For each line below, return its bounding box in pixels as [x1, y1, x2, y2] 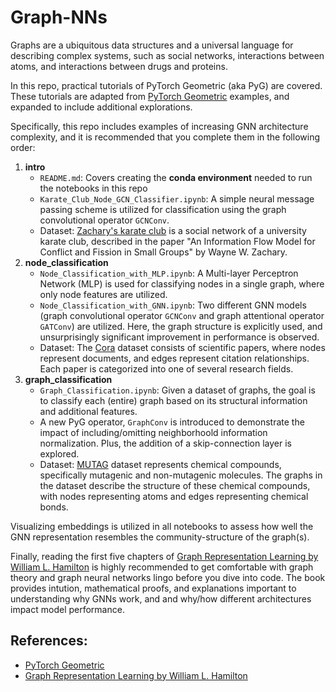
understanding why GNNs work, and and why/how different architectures [10, 592, 312, 605]
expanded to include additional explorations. [10, 101, 193, 113]
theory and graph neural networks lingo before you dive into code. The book [10, 571, 326, 583]
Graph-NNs [10, 6, 108, 29]
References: [10, 632, 88, 650]
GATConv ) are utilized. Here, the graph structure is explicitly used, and [39, 320, 323, 332]
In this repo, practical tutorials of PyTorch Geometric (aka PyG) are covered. [10, 79, 323, 91]
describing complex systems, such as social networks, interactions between [10, 49, 325, 61]
